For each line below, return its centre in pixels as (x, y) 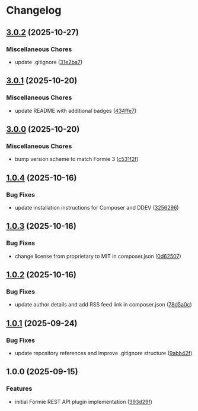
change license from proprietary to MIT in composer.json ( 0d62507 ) (98, 256)
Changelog (34, 10)
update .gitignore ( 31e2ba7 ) (49, 62)
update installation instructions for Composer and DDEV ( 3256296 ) (97, 207)
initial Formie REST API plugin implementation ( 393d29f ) (84, 401)
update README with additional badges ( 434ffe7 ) (76, 110)
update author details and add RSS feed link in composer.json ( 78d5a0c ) (103, 305)
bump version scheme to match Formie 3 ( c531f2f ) (77, 159)
